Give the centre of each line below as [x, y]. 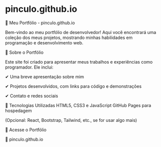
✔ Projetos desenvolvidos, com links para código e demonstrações [73, 86]
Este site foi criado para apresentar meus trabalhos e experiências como [79, 62]
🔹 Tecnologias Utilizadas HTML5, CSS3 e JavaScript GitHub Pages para [78, 105]
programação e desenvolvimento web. [44, 42]
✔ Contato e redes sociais [32, 96]
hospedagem [19, 110]
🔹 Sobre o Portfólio [24, 52]
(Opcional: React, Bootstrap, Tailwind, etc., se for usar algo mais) [71, 120]
